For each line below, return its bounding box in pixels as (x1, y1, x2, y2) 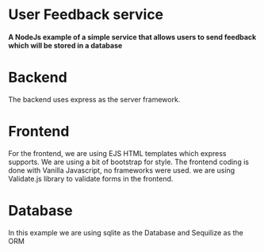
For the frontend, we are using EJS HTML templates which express (8, 148, 228, 158)
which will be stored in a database (8, 40, 123, 50)
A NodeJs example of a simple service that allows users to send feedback (8, 32, 257, 41)
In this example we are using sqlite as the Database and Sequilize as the (8, 227, 243, 237)
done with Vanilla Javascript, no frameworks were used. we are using (8, 165, 235, 175)
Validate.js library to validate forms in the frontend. (8, 174, 174, 183)
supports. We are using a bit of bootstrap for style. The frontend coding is (8, 157, 250, 166)
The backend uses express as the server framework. (8, 94, 181, 104)
